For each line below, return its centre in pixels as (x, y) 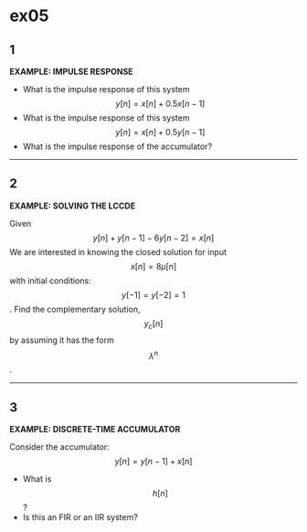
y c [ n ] (153, 324)
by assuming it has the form (62, 340)
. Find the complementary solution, (75, 309)
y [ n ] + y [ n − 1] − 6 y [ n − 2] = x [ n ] (153, 238)
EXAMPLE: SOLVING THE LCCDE (72, 206)
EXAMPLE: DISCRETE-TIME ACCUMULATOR (95, 430)
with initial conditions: (50, 281)
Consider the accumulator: (59, 447)
